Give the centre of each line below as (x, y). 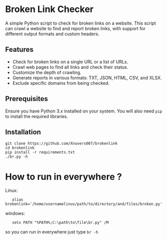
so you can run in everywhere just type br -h (52, 232)
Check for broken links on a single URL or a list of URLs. (70, 62)
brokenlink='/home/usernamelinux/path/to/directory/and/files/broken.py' (84, 204)
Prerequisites (27, 99)
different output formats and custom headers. (52, 34)
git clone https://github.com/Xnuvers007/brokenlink (61, 144)
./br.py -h (17, 157)
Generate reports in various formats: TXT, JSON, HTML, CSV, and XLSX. (87, 78)
